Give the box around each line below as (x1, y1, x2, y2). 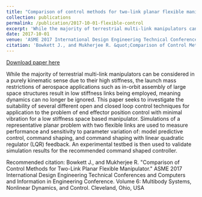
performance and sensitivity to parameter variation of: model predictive (6, 127, 183, 135)
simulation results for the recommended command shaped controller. (6, 147, 177, 154)
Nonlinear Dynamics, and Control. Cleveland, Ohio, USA (6, 184, 144, 191)
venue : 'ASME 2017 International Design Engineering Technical (6, 37, 168, 43)
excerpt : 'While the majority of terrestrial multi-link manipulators (6, 25, 187, 32)
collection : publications (6, 14, 71, 20)
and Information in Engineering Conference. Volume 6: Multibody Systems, (6, 178, 192, 185)
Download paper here (6, 58, 60, 66)
